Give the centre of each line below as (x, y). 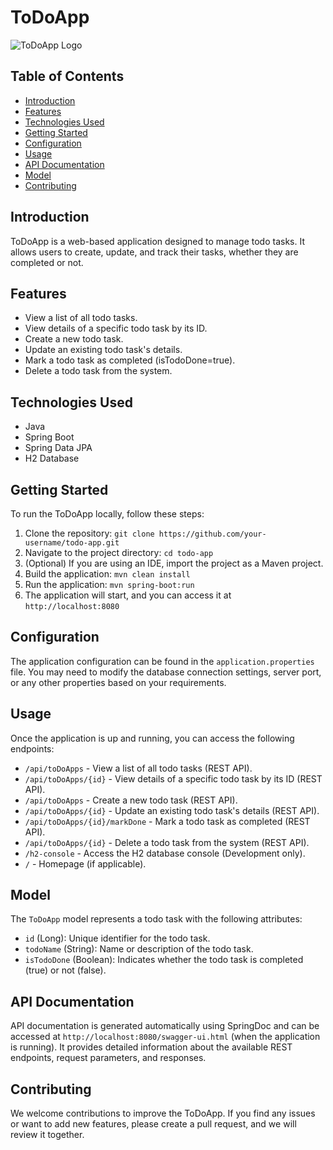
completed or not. (47, 262)
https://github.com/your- (212, 534)
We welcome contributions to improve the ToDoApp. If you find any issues (163, 1113)
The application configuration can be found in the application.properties (162, 661)
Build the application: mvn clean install (107, 574)
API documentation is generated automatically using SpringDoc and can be (165, 1026)
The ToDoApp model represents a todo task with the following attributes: (156, 919)
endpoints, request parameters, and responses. (108, 1058)
